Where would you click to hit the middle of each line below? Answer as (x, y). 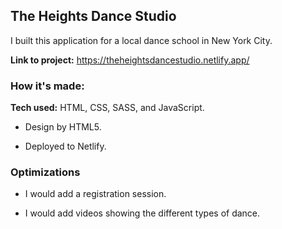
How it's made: (47, 86)
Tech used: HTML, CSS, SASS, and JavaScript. (107, 108)
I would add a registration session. (95, 194)
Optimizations (45, 172)
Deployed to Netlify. (65, 146)
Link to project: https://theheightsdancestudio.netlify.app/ (130, 60)
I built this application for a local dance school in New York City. (141, 40)
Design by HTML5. (63, 127)
